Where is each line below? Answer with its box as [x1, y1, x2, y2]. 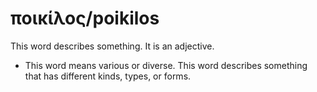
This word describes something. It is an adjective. [10, 40, 215, 52]
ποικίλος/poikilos [10, 7, 160, 30]
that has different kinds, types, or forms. [24, 70, 192, 82]
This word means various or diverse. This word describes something [24, 59, 308, 71]
